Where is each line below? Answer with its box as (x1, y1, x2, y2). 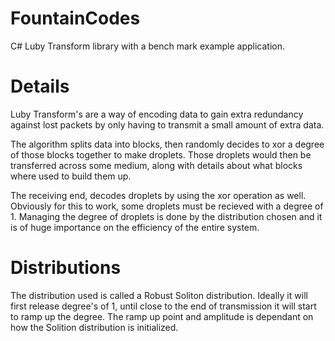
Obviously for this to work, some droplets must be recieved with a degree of (10, 200, 324, 212)
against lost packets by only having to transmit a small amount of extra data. (10, 118, 325, 131)
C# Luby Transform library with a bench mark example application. (10, 40, 286, 52)
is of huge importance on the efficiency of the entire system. (10, 221, 260, 233)
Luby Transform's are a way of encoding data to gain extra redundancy (10, 108, 304, 120)
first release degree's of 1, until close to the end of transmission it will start (10, 300, 317, 312)
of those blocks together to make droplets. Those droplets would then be (10, 148, 312, 161)
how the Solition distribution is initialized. (10, 321, 179, 333)
